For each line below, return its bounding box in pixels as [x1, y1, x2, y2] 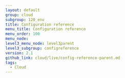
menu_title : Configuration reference [5, 27, 86, 32]
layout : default [5, 7, 40, 13]
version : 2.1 [5, 50, 33, 55]
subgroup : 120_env [5, 17, 45, 22]
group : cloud [5, 12, 33, 17]
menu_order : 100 [5, 31, 40, 36]
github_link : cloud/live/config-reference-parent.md [5, 55, 120, 61]
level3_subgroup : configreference [5, 46, 79, 51]
